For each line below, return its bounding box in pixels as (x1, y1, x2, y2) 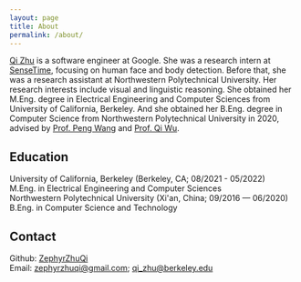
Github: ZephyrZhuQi (9, 253, 88, 264)
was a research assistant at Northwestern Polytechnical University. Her (9, 75, 277, 86)
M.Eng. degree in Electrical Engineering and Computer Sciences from (9, 94, 271, 105)
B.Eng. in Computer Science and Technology (9, 202, 178, 214)
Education (9, 149, 69, 165)
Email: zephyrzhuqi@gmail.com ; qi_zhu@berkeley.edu (9, 263, 213, 273)
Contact (9, 228, 57, 244)
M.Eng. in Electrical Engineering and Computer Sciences (9, 183, 222, 194)
